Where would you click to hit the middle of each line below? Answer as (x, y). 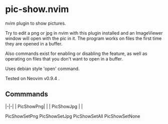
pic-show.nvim (37, 9)
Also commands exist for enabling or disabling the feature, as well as (76, 53)
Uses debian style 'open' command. (42, 69)
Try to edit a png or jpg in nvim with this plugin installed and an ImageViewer (84, 33)
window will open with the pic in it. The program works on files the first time (83, 38)
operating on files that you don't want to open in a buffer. (64, 58)
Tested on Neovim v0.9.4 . (33, 78)
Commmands (27, 94)
